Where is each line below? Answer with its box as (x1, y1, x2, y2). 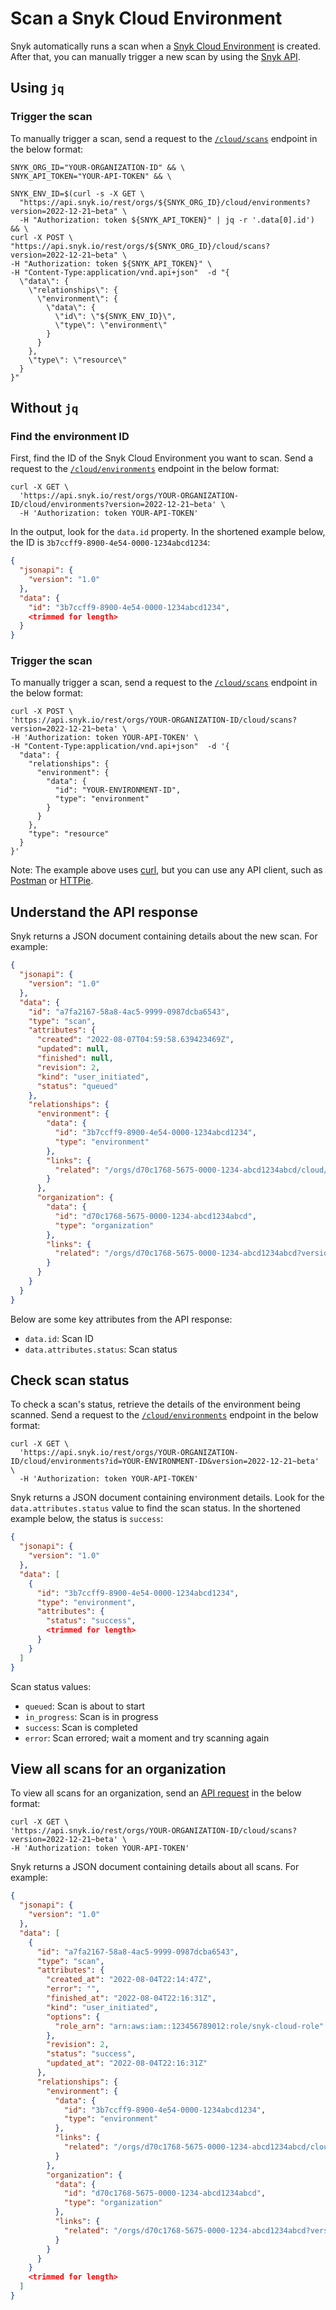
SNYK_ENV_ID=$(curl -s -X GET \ (10, 188, 145, 199)
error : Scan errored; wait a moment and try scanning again (24, 1732, 270, 1744)
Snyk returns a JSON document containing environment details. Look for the (10, 1492, 325, 1504)
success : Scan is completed (24, 1721, 138, 1733)
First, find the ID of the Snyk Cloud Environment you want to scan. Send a (10, 452, 314, 464)
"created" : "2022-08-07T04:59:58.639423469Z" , (36, 1035, 235, 1045)
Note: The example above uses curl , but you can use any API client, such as (10, 864, 323, 876)
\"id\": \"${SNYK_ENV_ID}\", (54, 311, 177, 321)
